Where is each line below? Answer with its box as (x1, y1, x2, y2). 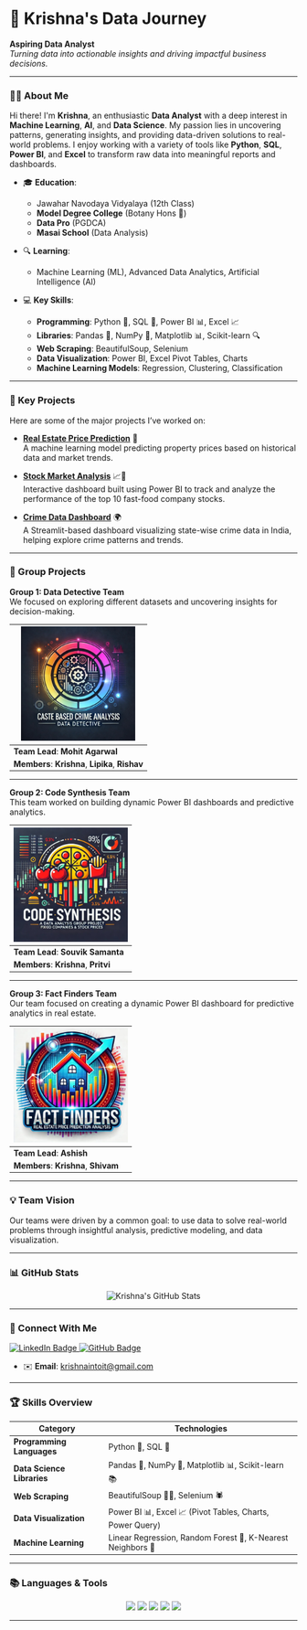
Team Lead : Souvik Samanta (13, 946, 125, 958)
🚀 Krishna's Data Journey (9, 8, 207, 29)
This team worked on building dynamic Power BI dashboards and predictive (9, 797, 294, 808)
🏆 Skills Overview (9, 1396, 93, 1409)
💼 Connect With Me (9, 1321, 98, 1334)
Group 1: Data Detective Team (9, 586, 125, 597)
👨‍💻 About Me (9, 89, 69, 101)
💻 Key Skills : (22, 294, 75, 305)
